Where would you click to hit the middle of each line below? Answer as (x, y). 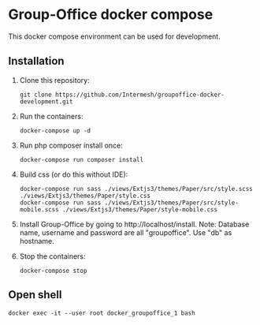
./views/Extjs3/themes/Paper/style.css (85, 196)
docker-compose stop (53, 271)
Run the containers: (51, 116)
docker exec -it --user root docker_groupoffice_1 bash (102, 313)
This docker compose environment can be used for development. (114, 36)
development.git (46, 101)
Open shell (35, 295)
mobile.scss (39, 209)
